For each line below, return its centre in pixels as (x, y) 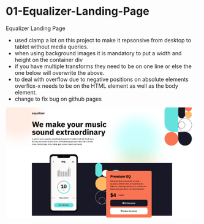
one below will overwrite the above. (59, 72)
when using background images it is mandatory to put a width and (98, 53)
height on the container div (49, 60)
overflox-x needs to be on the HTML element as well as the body (96, 86)
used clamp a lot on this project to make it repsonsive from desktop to (103, 40)
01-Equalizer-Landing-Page (77, 11)
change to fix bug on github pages (58, 99)
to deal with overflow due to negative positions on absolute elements (102, 79)
